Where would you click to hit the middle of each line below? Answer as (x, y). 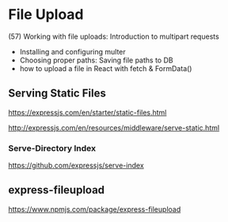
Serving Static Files (57, 94)
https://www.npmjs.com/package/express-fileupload (95, 209)
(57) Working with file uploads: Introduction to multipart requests (114, 36)
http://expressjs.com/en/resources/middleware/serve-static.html (114, 127)
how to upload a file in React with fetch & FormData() (106, 68)
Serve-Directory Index (52, 148)
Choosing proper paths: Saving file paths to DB (96, 60)
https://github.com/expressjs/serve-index (76, 166)
